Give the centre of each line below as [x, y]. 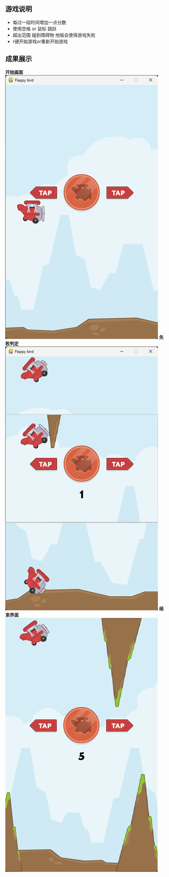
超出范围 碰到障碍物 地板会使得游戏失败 [54, 35]
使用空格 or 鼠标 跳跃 [35, 28]
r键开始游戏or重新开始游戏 [40, 41]
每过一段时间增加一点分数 [39, 22]
